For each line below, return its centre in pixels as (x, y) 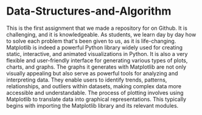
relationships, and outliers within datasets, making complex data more (94, 86)
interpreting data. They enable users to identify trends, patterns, (87, 80)
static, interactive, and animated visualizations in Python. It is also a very (97, 54)
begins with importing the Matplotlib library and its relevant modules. (92, 105)
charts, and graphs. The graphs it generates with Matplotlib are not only (96, 67)
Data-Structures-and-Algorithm (89, 11)
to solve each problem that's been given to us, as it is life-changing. (91, 41)
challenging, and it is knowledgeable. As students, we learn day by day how (101, 34)
